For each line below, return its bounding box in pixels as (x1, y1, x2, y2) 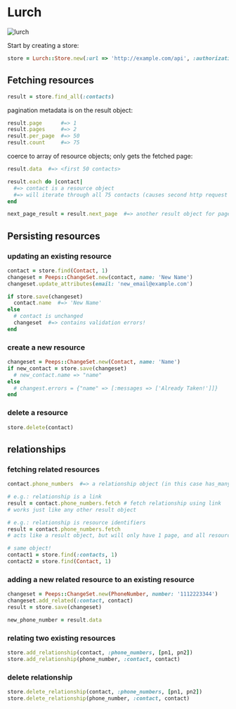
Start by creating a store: (7, 41, 79, 49)
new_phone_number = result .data (7, 616, 102, 624)
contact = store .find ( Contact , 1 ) (7, 267, 109, 274)
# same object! (7, 545, 52, 552)
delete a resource (7, 408, 69, 418)
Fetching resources (7, 75, 95, 87)
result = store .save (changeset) (7, 604, 102, 611)
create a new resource (7, 343, 86, 352)
